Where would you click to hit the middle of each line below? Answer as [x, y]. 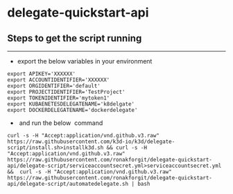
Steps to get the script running [75, 38]
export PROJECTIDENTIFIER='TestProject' [67, 92]
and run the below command [61, 123]
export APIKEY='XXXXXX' [42, 74]
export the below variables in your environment [85, 61]
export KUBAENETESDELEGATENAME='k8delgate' [71, 104]
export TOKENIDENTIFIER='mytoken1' [59, 98]
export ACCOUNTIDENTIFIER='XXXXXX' [59, 80]
